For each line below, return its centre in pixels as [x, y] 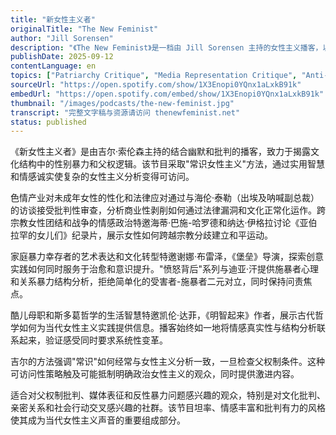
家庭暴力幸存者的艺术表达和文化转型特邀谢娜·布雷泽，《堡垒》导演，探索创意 [167, 257]
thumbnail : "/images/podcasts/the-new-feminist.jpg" [122, 103]
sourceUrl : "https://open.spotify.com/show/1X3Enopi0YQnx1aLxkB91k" [156, 85]
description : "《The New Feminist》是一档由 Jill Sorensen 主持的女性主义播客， [166, 47]
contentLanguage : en [53, 66]
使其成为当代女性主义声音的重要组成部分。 [98, 420]
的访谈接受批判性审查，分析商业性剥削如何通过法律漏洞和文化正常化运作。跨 [168, 210]
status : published [48, 122]
